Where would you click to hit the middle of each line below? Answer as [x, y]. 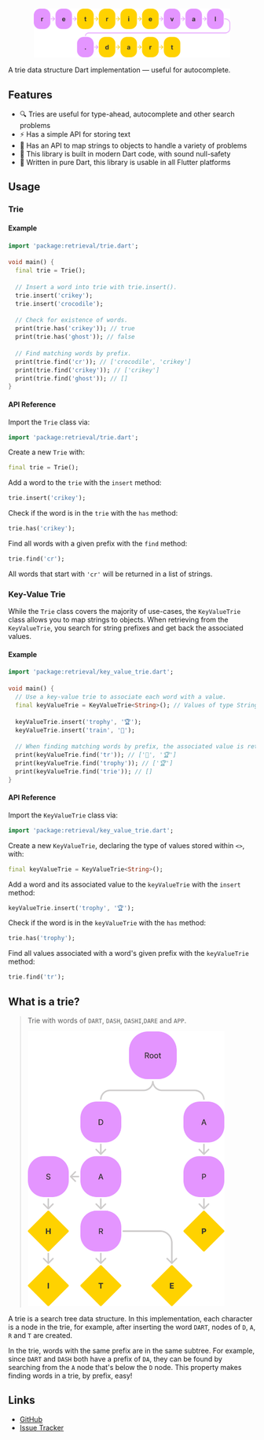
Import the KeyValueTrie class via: [63, 815]
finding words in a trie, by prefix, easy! [70, 1376]
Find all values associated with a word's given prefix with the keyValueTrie [128, 953]
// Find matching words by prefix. [73, 353]
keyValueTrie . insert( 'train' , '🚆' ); [75, 730]
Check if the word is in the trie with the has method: [93, 513]
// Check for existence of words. [71, 320]
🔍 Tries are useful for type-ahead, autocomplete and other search [127, 114]
